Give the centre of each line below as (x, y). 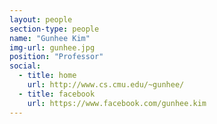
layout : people (41, 19)
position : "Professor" (56, 57)
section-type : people (54, 29)
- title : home (47, 76)
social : (25, 66)
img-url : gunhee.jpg (52, 47)
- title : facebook (57, 94)
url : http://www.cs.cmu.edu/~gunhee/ (106, 85)
